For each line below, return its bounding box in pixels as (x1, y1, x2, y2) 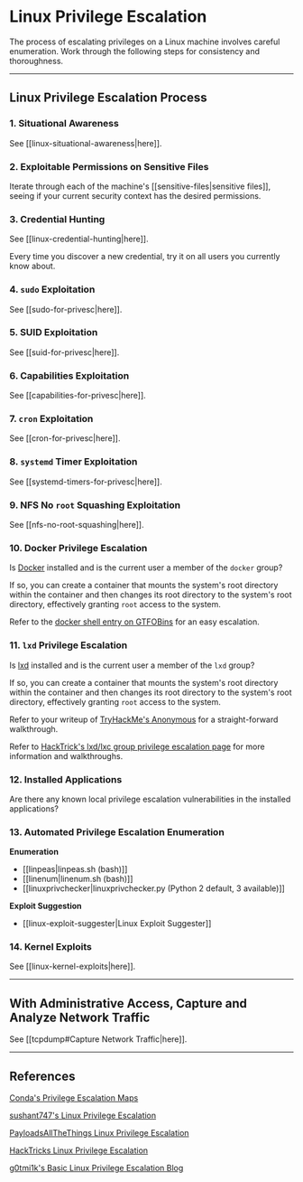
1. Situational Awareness (9, 117, 119, 130)
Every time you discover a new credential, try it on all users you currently (9, 251, 280, 262)
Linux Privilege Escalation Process (9, 90, 207, 106)
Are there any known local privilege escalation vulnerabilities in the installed (9, 793, 291, 804)
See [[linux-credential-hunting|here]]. (9, 233, 149, 245)
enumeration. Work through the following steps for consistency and (9, 45, 260, 56)
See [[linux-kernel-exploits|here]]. (9, 961, 136, 972)
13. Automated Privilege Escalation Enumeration (9, 825, 225, 838)
